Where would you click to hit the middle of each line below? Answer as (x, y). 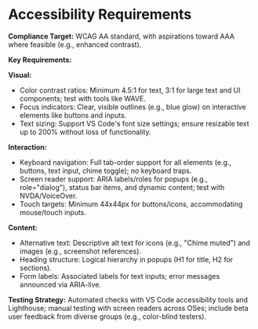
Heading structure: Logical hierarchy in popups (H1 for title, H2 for (126, 259)
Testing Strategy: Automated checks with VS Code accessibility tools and (128, 299)
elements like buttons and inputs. (73, 115)
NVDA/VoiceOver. (48, 196)
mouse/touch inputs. (53, 212)
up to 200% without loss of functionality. (85, 132)
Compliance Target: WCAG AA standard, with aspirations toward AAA (122, 36)
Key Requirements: (40, 60)
